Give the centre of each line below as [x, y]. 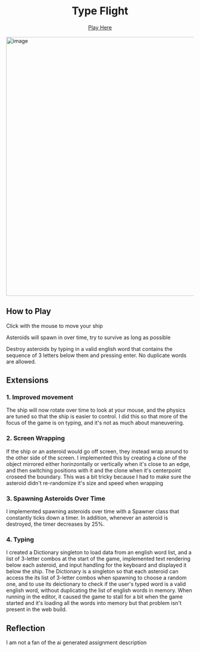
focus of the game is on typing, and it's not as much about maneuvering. [95, 423]
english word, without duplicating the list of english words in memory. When [99, 591]
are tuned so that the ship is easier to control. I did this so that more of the [97, 417]
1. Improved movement [40, 398]
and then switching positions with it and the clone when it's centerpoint [94, 470]
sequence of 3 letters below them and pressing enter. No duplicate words [96, 355]
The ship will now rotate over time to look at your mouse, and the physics [96, 410]
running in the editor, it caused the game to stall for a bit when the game [95, 597]
